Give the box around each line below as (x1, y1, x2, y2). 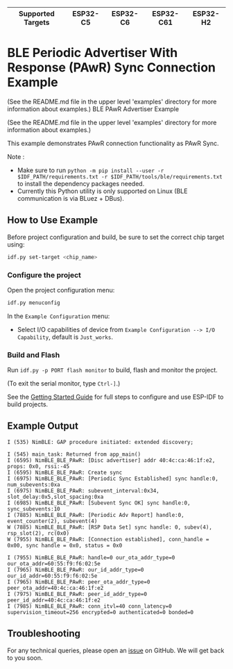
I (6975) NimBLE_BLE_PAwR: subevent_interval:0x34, (7, 487, 159, 494)
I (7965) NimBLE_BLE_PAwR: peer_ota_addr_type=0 (7, 578, 150, 586)
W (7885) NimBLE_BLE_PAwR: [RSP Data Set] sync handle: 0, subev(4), (7, 524, 213, 531)
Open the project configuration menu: (7, 286, 115, 294)
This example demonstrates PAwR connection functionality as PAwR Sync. (7, 139, 220, 147)
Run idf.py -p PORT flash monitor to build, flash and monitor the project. (7, 366, 218, 374)
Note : (7, 152, 25, 160)
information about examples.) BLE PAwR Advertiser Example (7, 104, 179, 113)
